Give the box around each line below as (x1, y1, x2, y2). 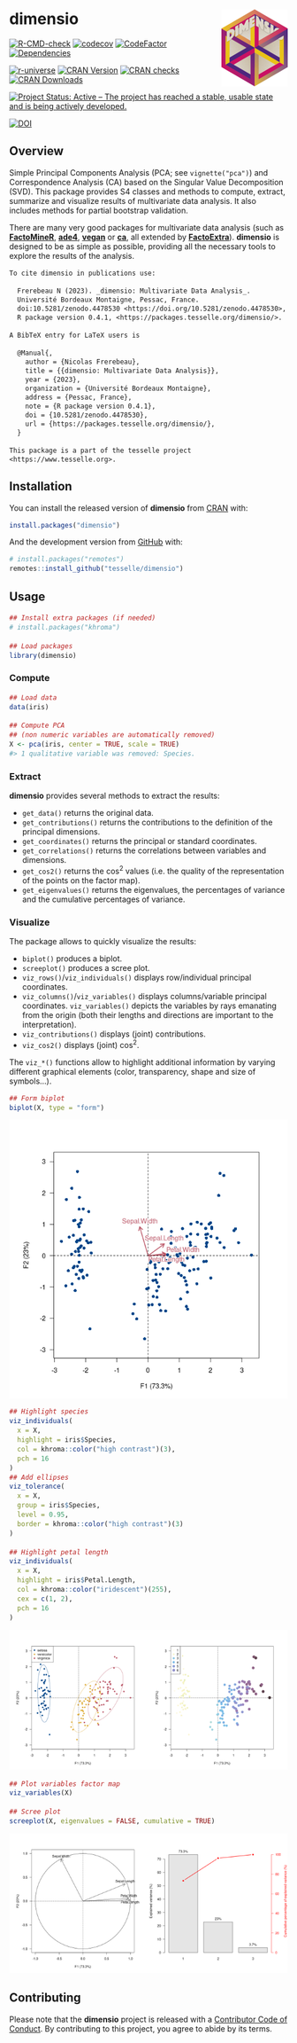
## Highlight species (9, 1407, 89, 1416)
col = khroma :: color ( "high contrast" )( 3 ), (17, 1444, 176, 1453)
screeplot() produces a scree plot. (21, 963, 150, 974)
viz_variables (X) (9, 1789, 73, 1797)
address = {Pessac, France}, (25, 393, 133, 402)
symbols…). (9, 1076, 52, 1086)
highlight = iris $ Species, (17, 1436, 117, 1444)
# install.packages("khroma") (9, 622, 121, 631)
